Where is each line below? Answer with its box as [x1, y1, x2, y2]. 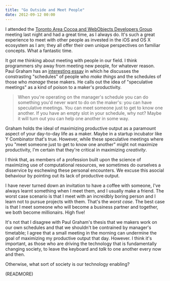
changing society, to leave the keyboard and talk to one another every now [5, 246, 161, 252]
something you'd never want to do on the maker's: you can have [17, 99, 152, 105]
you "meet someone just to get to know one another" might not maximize [5, 141, 158, 147]
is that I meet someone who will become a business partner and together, [5, 204, 158, 210]
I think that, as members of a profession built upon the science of [5, 156, 141, 162]
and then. [5, 251, 25, 257]
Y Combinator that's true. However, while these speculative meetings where [5, 136, 163, 142]
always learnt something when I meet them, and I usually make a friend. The [5, 188, 164, 194]
